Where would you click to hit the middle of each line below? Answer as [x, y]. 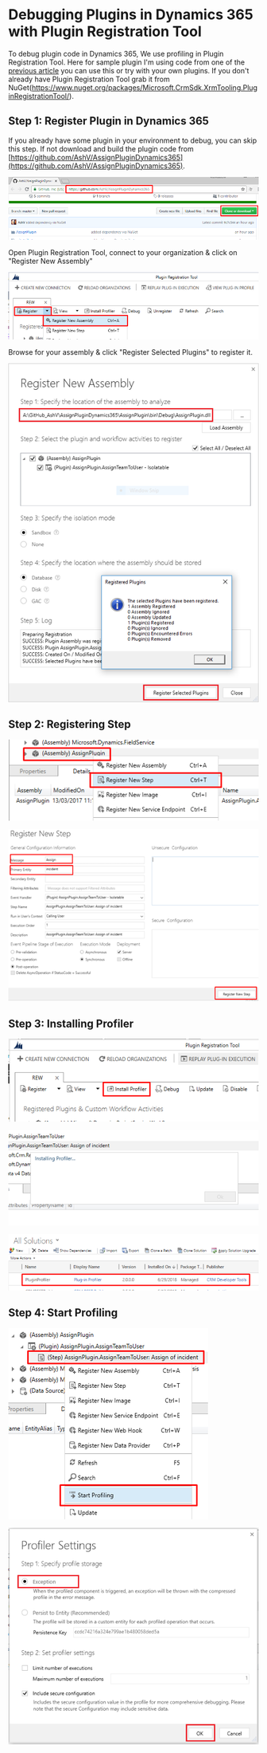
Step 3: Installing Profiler [71, 1023]
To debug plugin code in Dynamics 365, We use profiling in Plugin [116, 53]
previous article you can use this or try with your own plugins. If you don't [129, 70]
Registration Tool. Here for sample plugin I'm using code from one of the [126, 62]
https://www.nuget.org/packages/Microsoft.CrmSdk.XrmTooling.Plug [145, 87]
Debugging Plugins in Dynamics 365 [131, 15]
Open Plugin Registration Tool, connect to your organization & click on [123, 253]
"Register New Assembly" [50, 261]
